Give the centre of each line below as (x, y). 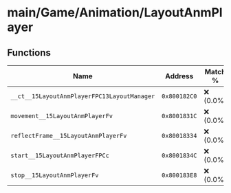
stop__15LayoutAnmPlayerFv (55, 175)
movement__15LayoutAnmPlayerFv (62, 116)
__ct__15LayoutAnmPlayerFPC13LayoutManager (83, 96)
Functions (29, 53)
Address (179, 76)
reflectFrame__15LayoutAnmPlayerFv (69, 136)
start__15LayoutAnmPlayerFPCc (60, 156)
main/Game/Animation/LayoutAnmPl (115, 13)
